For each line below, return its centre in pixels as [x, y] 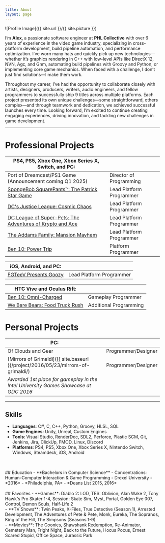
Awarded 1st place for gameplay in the [53, 379]
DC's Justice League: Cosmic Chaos [50, 206]
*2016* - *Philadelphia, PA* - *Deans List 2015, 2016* [61, 483]
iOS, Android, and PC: [35, 267]
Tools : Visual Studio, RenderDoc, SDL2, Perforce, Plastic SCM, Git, [80, 437]
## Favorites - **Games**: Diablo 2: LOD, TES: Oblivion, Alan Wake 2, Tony [82, 494]
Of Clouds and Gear [30, 351]
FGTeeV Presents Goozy [36, 275]
